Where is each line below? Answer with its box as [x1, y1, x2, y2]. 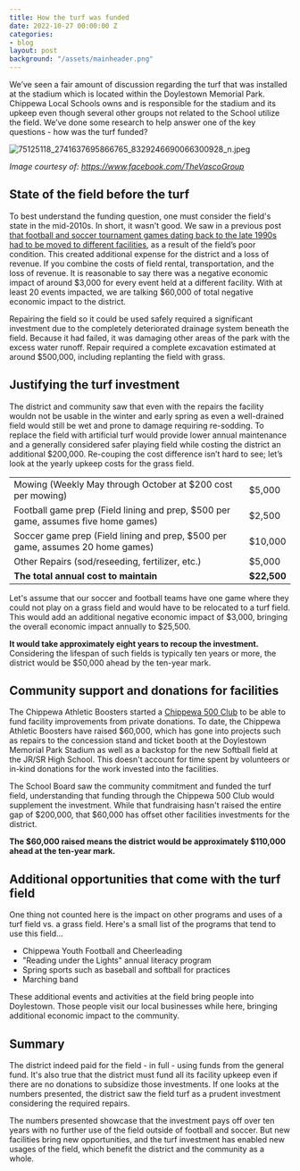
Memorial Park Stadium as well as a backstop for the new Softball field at [9, 745, 279, 756]
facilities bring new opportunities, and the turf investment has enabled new [9, 1134, 286, 1145]
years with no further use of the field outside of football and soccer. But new [9, 1125, 290, 1135]
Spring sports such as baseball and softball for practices [21, 965, 230, 975]
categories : [9, 29, 54, 38]
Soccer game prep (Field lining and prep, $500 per [13, 529, 228, 541]
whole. [9, 1153, 34, 1164]
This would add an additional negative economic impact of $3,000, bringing [9, 611, 288, 622]
